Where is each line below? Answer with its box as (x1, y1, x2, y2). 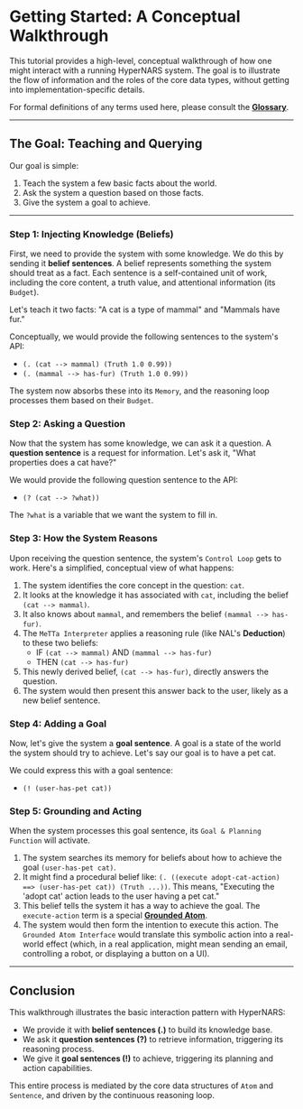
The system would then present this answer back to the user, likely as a (22, 685, 289, 696)
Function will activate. (9, 835, 90, 846)
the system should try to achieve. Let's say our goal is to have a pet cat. (9, 747, 277, 758)
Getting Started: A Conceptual (9, 6, 241, 27)
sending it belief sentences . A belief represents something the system (9, 258, 272, 269)
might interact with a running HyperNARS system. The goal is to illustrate (9, 65, 281, 76)
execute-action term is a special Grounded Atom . (22, 910, 208, 921)
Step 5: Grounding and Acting (9, 805, 142, 818)
